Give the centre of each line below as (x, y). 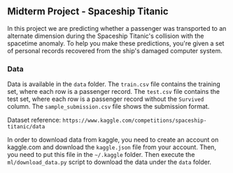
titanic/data (26, 127)
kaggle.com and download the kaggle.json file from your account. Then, (112, 147)
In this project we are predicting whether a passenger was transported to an (117, 28)
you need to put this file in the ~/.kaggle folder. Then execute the (101, 155)
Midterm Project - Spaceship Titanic (88, 12)
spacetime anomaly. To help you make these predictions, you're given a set (116, 43)
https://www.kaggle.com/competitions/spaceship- (135, 121)
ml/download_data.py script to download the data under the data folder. (110, 162)
